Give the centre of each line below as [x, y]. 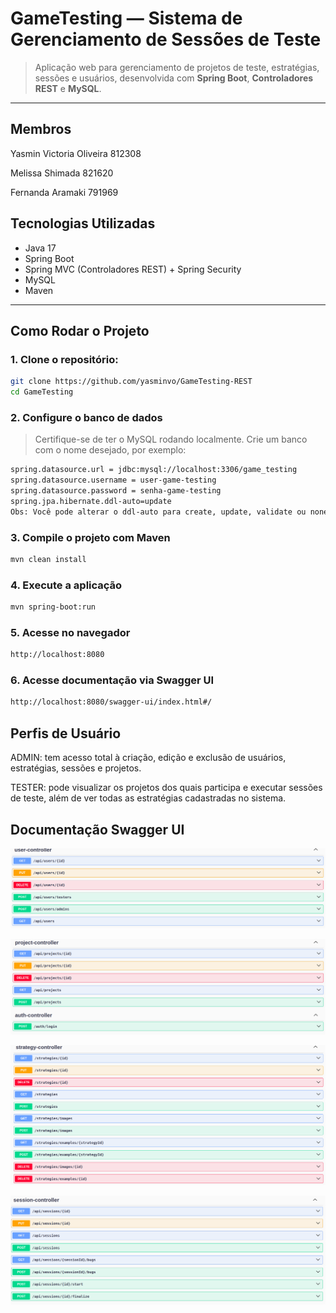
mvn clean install [48, 559]
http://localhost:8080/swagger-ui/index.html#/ [111, 702]
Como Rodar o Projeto [80, 330]
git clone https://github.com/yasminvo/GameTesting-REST [131, 382]
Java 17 [40, 248]
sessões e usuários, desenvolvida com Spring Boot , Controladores [174, 78]
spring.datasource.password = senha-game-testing [116, 491]
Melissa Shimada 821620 [62, 173]
